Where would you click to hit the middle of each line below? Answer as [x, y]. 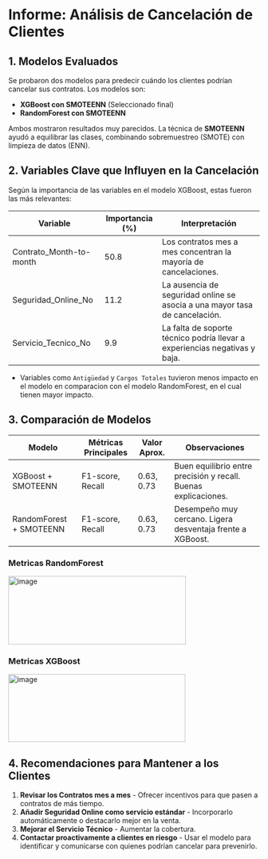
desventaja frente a [211, 528]
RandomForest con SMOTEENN [73, 113]
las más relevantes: [40, 199]
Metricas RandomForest [56, 563]
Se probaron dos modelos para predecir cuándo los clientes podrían [120, 80]
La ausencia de [191, 284]
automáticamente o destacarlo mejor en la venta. [100, 821]
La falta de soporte [197, 327]
